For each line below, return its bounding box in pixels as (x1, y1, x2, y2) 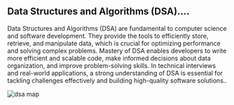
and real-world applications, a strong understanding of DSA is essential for (7, 69, 223, 77)
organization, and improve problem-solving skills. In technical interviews (7, 61, 216, 69)
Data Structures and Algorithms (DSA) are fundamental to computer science (7, 24, 227, 32)
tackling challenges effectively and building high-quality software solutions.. (7, 76, 228, 85)
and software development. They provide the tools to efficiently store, (7, 31, 209, 40)
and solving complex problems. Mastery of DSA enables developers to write (7, 46, 227, 55)
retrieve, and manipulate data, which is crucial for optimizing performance (7, 38, 221, 48)
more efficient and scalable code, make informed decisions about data (7, 54, 212, 62)
